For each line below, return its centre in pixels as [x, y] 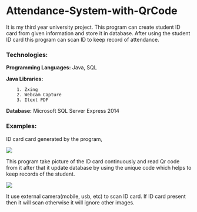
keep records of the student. [41, 174]
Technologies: [27, 55]
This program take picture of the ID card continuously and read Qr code [93, 161]
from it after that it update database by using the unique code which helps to [99, 167]
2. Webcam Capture [39, 95]
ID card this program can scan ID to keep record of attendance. [83, 39]
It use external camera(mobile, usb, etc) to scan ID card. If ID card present [96, 196]
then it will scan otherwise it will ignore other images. [71, 202]
